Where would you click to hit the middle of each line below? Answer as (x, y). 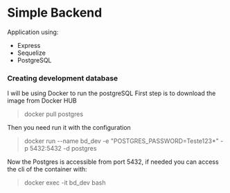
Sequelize (32, 53)
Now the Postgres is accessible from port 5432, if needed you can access (113, 162)
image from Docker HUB (42, 101)
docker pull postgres (54, 114)
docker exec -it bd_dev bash (65, 183)
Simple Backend (55, 13)
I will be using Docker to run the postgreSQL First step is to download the (112, 93)
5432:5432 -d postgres (63, 149)
